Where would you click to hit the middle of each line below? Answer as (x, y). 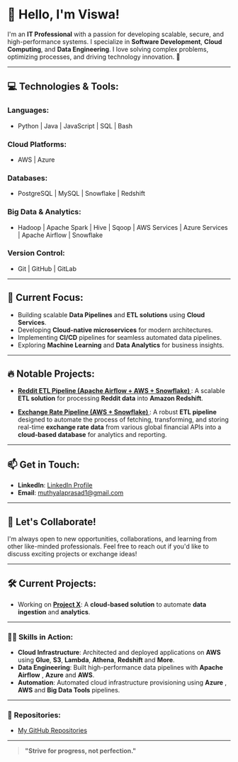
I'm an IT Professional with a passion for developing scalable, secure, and (116, 34)
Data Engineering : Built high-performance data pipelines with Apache (120, 668)
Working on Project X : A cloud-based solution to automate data (112, 604)
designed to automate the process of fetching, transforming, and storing (123, 420)
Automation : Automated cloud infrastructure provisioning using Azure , (122, 683)
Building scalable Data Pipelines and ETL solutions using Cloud (111, 314)
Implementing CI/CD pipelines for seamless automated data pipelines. (119, 337)
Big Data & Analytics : (44, 212)
